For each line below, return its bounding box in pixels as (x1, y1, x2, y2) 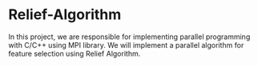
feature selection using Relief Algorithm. (8, 49, 141, 58)
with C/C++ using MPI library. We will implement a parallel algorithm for (8, 40, 244, 49)
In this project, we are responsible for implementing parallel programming (8, 32, 251, 41)
